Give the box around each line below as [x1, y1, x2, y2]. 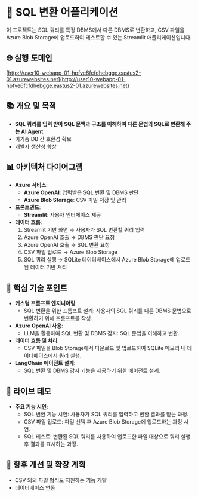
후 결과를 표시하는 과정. [23, 440, 79, 447]
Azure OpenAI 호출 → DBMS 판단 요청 [23, 234, 115, 241]
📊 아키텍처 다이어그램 [6, 162, 83, 172]
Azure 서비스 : [14, 182, 48, 189]
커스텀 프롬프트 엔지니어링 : [14, 300, 78, 307]
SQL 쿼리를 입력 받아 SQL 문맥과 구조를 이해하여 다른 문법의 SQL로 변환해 [14, 120, 185, 127]
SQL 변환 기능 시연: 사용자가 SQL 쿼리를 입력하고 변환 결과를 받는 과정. [23, 410, 189, 418]
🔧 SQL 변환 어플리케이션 [6, 5, 119, 19]
